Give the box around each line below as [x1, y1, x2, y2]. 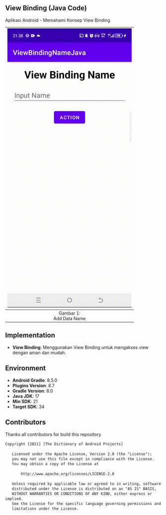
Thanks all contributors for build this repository [5, 431, 101, 437]
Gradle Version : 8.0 [12, 388, 53, 394]
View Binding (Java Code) [5, 4, 87, 12]
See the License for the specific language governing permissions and [11, 501, 162, 506]
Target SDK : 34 [12, 404, 45, 410]
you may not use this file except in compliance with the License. [11, 456, 155, 461]
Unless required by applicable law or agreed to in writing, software [11, 481, 162, 486]
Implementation [5, 331, 56, 340]
